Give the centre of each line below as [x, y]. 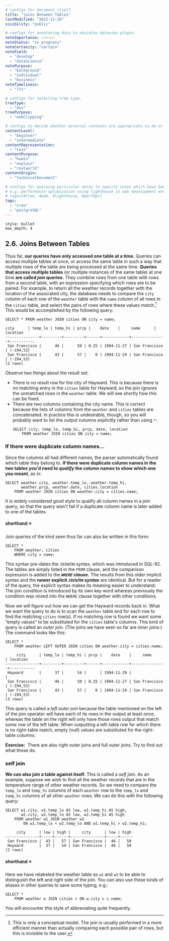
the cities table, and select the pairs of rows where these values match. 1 [81, 304]
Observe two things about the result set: [47, 373]
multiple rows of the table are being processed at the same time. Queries [81, 266]
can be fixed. [26, 399]
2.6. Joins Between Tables [48, 244]
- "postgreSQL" [26, 210]
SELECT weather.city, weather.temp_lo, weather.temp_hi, [66, 483]
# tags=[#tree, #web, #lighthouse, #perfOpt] [54, 196]
